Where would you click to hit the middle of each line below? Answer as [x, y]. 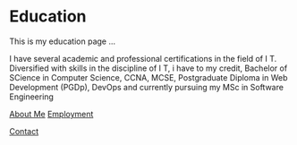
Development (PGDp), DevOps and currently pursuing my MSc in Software [147, 87]
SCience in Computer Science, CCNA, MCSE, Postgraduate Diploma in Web [148, 77]
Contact [24, 131]
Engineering [31, 97]
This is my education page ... [63, 41]
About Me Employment [51, 114]
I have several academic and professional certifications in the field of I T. [143, 58]
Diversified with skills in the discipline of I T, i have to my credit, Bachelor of [148, 68]
